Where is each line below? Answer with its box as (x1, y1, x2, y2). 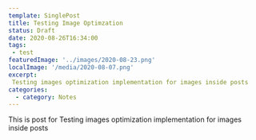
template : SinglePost (8, 11, 81, 20)
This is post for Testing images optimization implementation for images (8, 115, 242, 124)
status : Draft (8, 26, 56, 34)
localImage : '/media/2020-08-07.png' (8, 64, 134, 72)
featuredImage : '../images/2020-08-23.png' (8, 56, 156, 64)
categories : (8, 85, 48, 94)
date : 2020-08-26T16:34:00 (8, 33, 98, 42)
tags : (8, 41, 26, 49)
